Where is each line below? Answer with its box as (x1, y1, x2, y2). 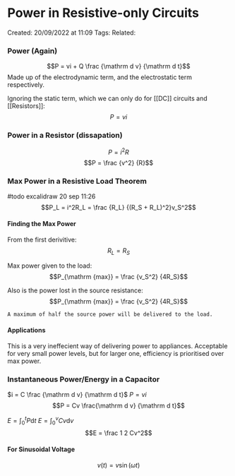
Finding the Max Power (7, 220, 76, 228)
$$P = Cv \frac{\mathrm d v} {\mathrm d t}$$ (52, 401, 186, 410)
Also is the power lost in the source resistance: (7, 286, 143, 294)
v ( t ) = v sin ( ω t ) (97, 460, 140, 469)
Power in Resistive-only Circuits (7, 5, 200, 21)
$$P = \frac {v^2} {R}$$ (83, 159, 154, 167)
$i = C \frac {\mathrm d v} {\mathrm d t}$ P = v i (7, 390, 147, 398)
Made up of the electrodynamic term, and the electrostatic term (7, 73, 193, 82)
